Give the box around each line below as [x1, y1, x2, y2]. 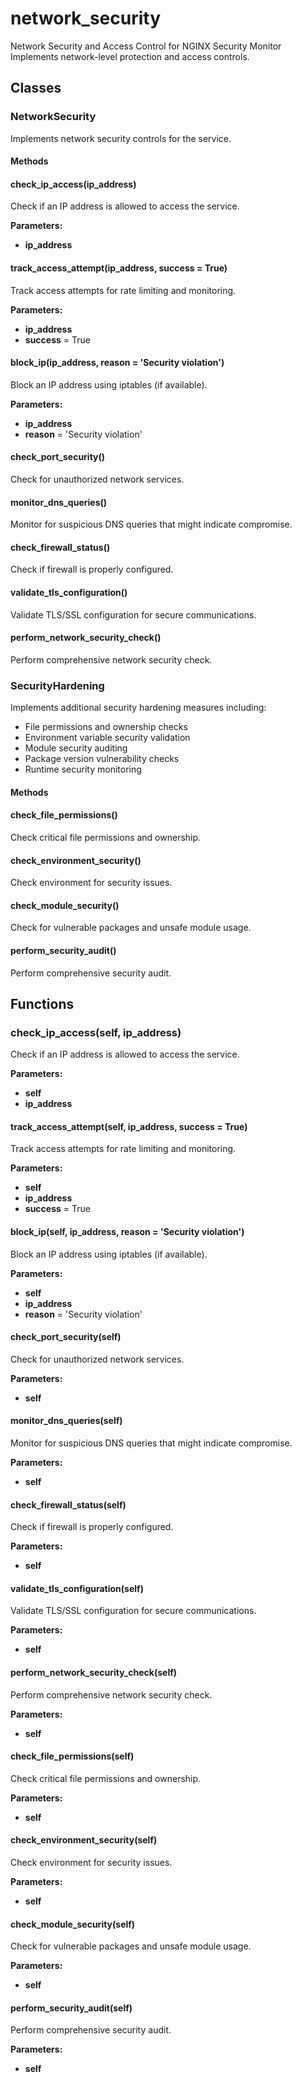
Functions [10, 995, 75, 1012]
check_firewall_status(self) [10, 1498, 127, 1511]
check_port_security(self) [10, 1331, 122, 1343]
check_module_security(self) [10, 1918, 136, 1930]
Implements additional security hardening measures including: [10, 702, 267, 714]
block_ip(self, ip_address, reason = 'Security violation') [10, 1226, 245, 1238]
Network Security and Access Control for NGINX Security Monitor [10, 40, 282, 52]
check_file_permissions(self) [10, 1750, 135, 1762]
